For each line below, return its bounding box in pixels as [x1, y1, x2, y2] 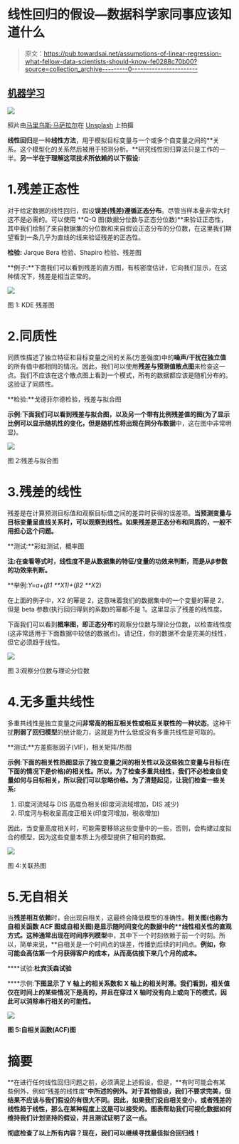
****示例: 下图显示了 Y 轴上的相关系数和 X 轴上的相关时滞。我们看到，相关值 [7, 980, 230, 988]
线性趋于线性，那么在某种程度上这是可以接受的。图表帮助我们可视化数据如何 [7, 1105, 232, 1113]
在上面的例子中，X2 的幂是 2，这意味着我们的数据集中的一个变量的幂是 [7, 596, 216, 604]
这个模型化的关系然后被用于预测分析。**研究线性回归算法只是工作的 [19, 145, 220, 153]
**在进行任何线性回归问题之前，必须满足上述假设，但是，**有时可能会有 [7, 1078, 220, 1086]
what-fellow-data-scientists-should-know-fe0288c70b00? [24, 57, 198, 65]
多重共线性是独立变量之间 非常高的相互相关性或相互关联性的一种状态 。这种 [7, 718, 225, 727]
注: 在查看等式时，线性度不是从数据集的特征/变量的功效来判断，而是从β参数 [7, 557, 228, 565]
